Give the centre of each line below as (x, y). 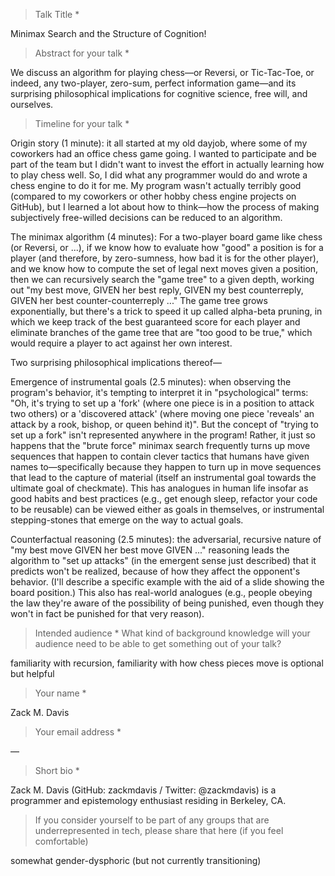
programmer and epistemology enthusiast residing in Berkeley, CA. (148, 800)
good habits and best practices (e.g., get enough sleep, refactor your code (164, 498)
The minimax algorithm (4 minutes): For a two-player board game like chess (166, 237)
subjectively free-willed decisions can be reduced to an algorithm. (146, 217)
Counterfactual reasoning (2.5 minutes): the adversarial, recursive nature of (166, 539)
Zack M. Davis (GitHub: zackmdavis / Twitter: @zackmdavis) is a (143, 790)
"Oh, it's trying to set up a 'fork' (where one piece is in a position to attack (162, 403)
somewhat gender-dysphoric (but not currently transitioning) (136, 860)
